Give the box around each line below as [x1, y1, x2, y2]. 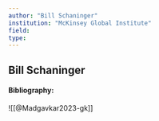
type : [8, 33, 26, 42]
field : [8, 26, 30, 34]
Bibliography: [8, 85, 54, 96]
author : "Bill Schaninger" [8, 11, 98, 20]
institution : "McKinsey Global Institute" [8, 19, 152, 27]
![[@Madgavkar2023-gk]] [8, 103, 93, 112]
